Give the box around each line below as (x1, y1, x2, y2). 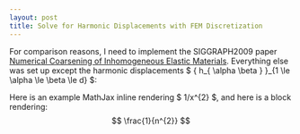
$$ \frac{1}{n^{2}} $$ (110, 115, 191, 126)
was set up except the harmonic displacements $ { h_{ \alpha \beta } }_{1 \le (9, 64, 290, 76)
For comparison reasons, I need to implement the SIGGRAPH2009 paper (9, 46, 278, 56)
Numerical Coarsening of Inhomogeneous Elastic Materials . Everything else (9, 55, 289, 66)
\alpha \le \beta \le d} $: (9, 74, 97, 85)
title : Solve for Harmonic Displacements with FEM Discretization (9, 21, 263, 30)
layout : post (9, 13, 58, 22)
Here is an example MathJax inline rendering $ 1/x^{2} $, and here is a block (9, 91, 292, 103)
